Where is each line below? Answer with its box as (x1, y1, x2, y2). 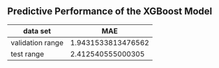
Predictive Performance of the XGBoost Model (7, 6, 213, 17)
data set (23, 26, 51, 35)
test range (10, 49, 44, 58)
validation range (10, 37, 64, 47)
